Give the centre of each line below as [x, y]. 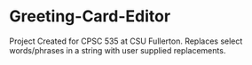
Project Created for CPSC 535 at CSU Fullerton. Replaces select [126, 41]
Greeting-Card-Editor [90, 16]
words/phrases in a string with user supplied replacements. [118, 50]
